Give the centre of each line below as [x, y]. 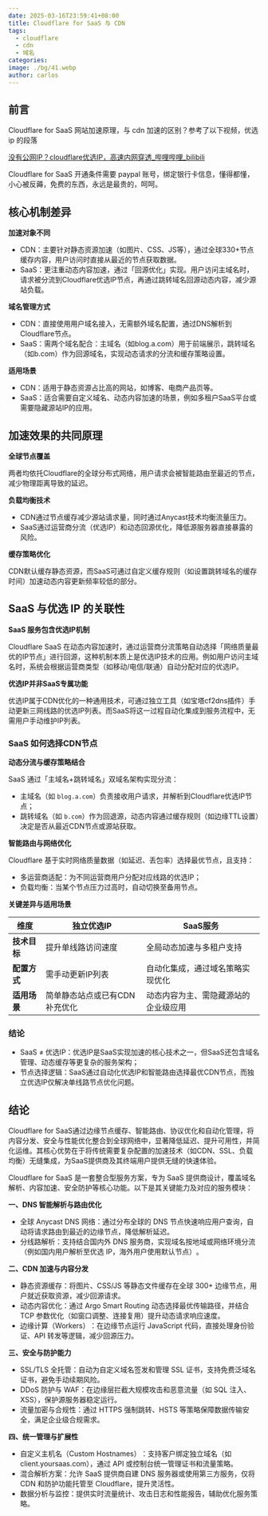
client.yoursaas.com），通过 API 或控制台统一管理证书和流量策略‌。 [128, 1464]
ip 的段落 [23, 140]
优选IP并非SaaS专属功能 [48, 683]
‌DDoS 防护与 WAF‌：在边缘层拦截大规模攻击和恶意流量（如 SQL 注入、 [135, 1390]
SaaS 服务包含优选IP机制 [49, 630]
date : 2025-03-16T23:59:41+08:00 [64, 16]
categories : [28, 61]
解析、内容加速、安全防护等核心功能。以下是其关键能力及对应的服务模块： [130, 1188]
